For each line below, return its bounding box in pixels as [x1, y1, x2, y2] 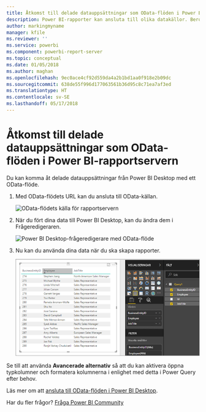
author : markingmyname [6, 23, 64, 29]
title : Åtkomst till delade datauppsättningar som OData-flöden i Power [6, 10, 196, 16]
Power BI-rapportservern [48, 154, 179, 168]
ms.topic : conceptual [6, 55, 62, 61]
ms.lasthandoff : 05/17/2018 [6, 101, 78, 107]
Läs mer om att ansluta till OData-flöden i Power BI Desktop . [6, 387, 158, 394]
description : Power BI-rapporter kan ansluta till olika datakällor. [6, 16, 188, 23]
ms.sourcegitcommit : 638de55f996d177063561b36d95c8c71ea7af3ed [6, 81, 172, 87]
